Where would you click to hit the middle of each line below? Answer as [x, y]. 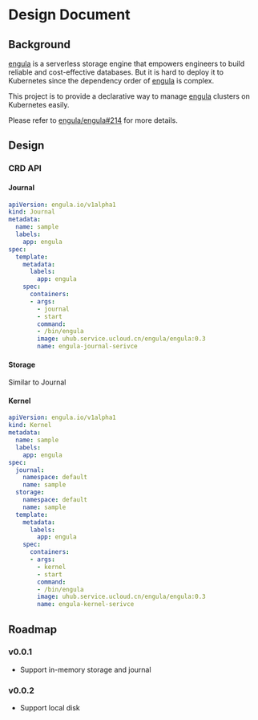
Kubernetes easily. [39, 105]
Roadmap [33, 629]
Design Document [69, 15]
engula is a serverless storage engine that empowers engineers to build [127, 63]
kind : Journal [32, 212]
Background [39, 45]
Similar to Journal [37, 382]
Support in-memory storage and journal [85, 669]
